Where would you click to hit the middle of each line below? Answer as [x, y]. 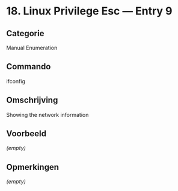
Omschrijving [32, 100]
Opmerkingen [32, 167]
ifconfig [16, 81]
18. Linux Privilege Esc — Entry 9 [89, 11]
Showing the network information [48, 114]
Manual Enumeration [32, 48]
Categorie [25, 33]
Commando [29, 67]
